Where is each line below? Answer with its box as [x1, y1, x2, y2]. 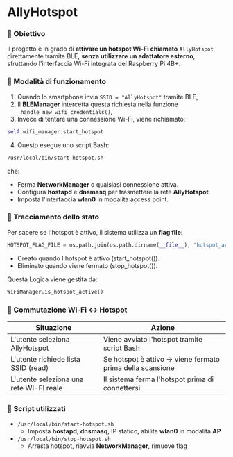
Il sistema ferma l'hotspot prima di [103, 374, 214, 384]
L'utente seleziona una [10, 374, 85, 384]
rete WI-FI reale [10, 383, 63, 392]
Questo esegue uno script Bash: [17, 140, 110, 149]
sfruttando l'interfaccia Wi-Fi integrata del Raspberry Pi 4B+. [7, 60, 181, 68]
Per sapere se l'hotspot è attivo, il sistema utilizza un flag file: [7, 228, 184, 236]
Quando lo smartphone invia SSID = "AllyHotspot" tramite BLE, [17, 92, 198, 101]
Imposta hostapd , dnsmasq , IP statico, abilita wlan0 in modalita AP [27, 427, 221, 435]
